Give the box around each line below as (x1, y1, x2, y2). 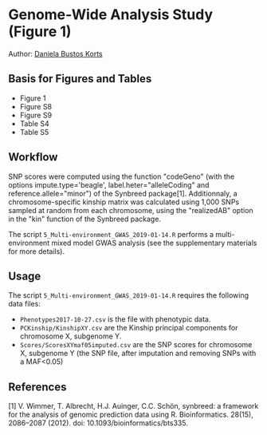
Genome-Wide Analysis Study (8, 6, 214, 24)
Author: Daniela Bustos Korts (8, 49, 103, 58)
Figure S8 (19, 101, 53, 111)
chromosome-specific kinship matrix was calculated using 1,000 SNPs (8, 197, 240, 207)
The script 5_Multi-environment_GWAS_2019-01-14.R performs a (8, 229, 214, 239)
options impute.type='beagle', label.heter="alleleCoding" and (8, 180, 210, 189)
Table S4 (19, 118, 49, 129)
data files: (8, 299, 41, 309)
